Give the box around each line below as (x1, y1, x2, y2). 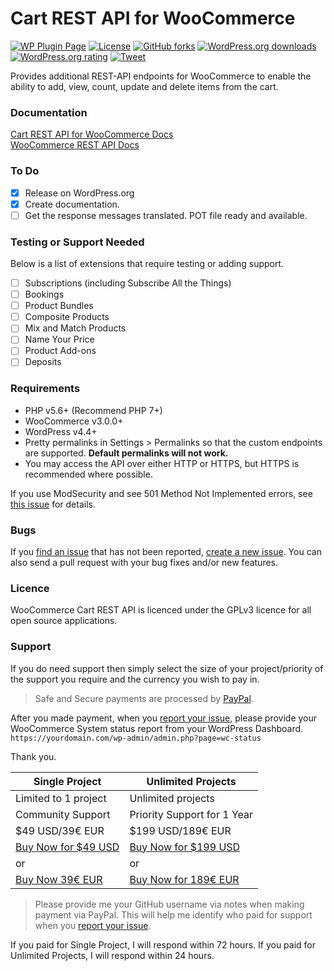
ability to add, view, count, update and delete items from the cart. (10, 80, 279, 92)
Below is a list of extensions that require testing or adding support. (10, 258, 285, 270)
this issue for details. (10, 498, 96, 510)
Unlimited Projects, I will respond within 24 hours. (10, 949, 215, 961)
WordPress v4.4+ (24, 425, 98, 437)
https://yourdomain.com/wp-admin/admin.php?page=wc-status (10, 733, 262, 743)
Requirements (10, 382, 81, 396)
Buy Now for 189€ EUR (129, 872, 240, 886)
